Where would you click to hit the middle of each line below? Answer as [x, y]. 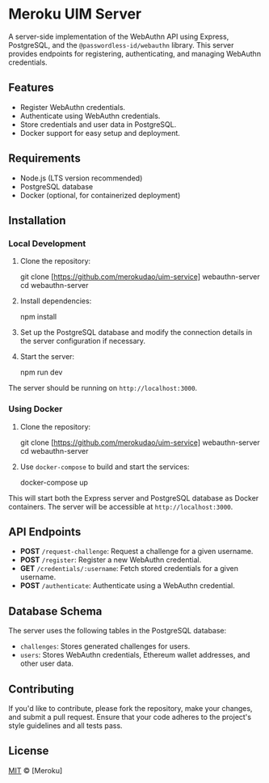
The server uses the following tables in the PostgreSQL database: [118, 631]
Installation [37, 220]
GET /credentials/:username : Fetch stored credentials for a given [129, 569]
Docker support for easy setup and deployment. [100, 133]
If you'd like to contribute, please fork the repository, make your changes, [130, 708]
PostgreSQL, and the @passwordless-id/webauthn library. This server [121, 44]
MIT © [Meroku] [36, 770]
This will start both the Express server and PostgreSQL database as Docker [134, 497]
